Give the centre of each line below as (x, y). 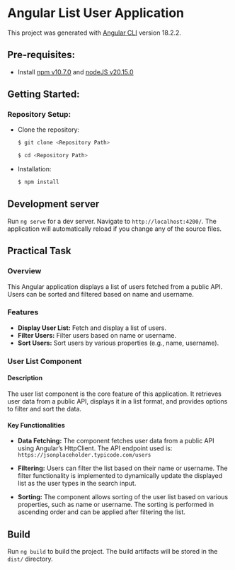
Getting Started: (44, 95)
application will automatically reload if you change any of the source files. (114, 229)
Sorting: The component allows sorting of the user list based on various (123, 497)
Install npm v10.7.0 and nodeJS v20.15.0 (75, 72)
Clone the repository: (48, 130)
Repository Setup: (39, 115)
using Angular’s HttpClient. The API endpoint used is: (95, 448)
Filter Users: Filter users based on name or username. (97, 335)
